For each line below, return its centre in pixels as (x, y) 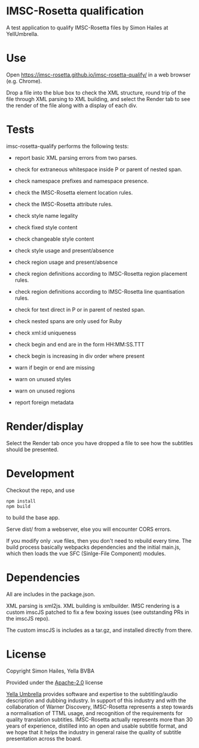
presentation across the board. (44, 738)
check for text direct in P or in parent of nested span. (80, 309)
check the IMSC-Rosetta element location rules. (74, 192)
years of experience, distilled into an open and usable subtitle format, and (97, 726)
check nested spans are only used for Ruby (68, 321)
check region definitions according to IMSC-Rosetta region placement (101, 273)
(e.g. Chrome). (24, 81)
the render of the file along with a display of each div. (72, 105)
